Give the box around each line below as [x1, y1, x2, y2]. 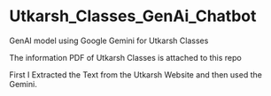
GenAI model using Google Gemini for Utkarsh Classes [9, 35, 209, 46]
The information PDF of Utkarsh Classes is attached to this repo [9, 52, 242, 63]
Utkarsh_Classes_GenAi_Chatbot [9, 6, 257, 26]
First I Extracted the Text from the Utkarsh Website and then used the [9, 69, 263, 80]
